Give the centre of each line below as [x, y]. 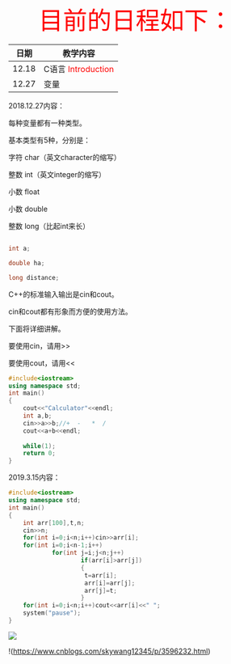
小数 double [28, 209]
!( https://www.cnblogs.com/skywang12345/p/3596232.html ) [110, 651]
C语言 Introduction [79, 69]
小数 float [24, 192]
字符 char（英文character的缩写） [65, 157]
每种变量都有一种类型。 [47, 123]
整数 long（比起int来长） [49, 226]
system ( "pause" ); [52, 613]
